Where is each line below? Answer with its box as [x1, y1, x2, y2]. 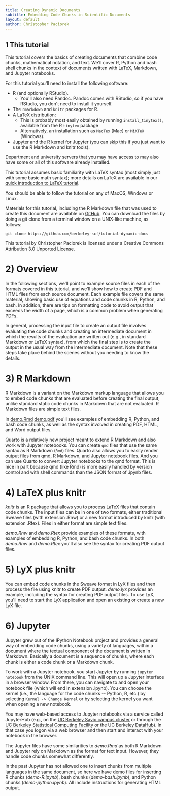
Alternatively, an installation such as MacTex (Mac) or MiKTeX [20, 128, 145, 134]
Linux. [5, 196, 18, 202]
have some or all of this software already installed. [5, 159, 111, 166]
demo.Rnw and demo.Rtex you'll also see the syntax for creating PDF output [5, 540, 165, 546]
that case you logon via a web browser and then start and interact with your [5, 727, 164, 733]
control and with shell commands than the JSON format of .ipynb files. [5, 469, 152, 475]
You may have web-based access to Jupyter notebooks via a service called [5, 711, 163, 717]
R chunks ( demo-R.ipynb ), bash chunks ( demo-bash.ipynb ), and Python [5, 774, 156, 780]
